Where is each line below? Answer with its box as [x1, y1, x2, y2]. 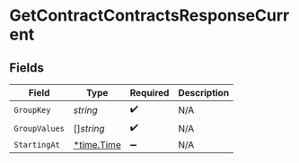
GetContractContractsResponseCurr [9, 5, 290, 26]
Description [178, 87, 230, 99]
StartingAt [13, 140, 60, 150]
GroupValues [13, 123, 66, 133]
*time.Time [73, 139, 121, 150]
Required [129, 87, 170, 99]
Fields [9, 60, 45, 75]
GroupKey [13, 105, 51, 115]
